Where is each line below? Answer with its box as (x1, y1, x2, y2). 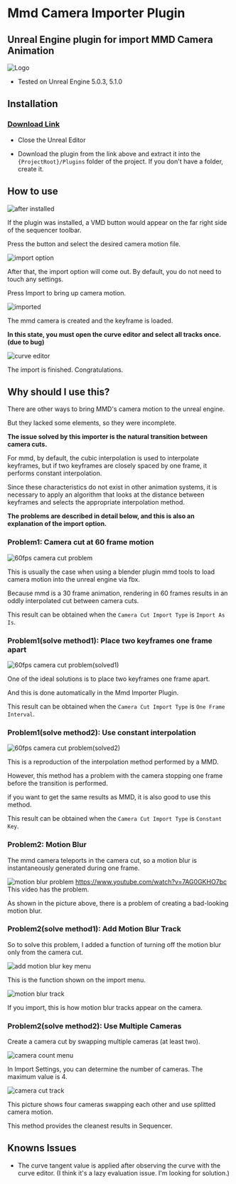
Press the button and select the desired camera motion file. (7, 239, 181, 248)
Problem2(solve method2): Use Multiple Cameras (7, 1021, 182, 1031)
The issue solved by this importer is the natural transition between (7, 432, 208, 441)
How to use (7, 186, 58, 198)
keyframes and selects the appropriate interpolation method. (7, 498, 185, 507)
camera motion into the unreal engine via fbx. (7, 575, 141, 583)
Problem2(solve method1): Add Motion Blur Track (7, 924, 181, 934)
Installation (7, 98, 58, 110)
